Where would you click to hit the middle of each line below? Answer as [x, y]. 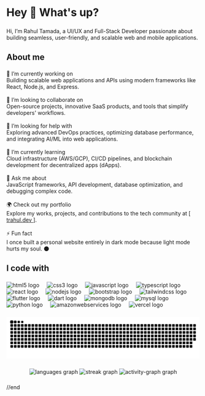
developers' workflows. [36, 113]
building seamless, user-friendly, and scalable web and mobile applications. [102, 38]
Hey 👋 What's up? [53, 13]
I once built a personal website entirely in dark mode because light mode [98, 243]
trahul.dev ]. [22, 220]
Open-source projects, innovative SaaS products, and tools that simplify [97, 106]
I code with [28, 268]
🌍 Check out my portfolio [39, 204]
